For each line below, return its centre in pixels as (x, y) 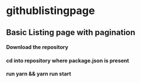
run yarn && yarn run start (39, 74)
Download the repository (37, 47)
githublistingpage (51, 11)
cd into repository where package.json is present (68, 60)
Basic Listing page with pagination (71, 32)
